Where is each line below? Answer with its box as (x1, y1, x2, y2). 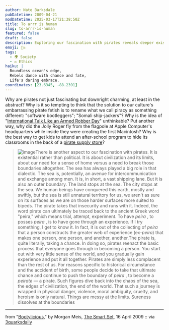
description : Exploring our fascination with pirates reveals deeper (5, 40, 154, 45)
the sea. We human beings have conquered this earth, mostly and (17, 186, 154, 192)
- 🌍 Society (10, 54, 36, 60)
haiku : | (5, 64, 24, 69)
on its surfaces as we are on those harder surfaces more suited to (17, 197, 154, 203)
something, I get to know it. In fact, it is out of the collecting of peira (17, 224, 158, 230)
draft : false (5, 36, 33, 41)
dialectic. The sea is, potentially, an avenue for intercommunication (17, 170, 156, 177)
